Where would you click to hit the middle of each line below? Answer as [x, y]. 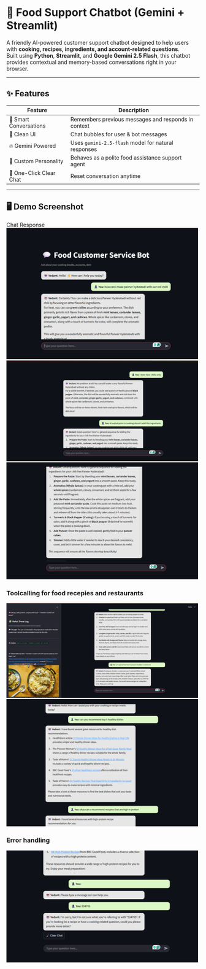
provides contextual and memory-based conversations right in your [91, 62]
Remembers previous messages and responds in [132, 119]
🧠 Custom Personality [36, 161]
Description [134, 110]
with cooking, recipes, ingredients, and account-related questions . [93, 49]
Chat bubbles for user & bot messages [119, 134]
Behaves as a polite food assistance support [126, 158]
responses [84, 149]
